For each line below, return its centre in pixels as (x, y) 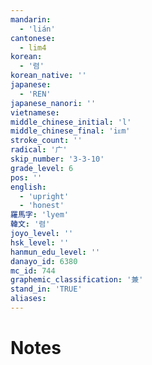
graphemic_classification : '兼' (77, 280)
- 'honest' (42, 206)
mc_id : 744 (33, 271)
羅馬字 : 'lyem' (39, 215)
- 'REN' (35, 94)
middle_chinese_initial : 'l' (71, 122)
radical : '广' (39, 150)
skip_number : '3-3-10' (57, 159)
